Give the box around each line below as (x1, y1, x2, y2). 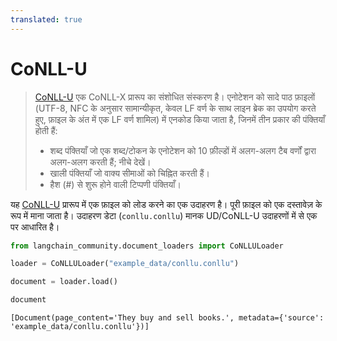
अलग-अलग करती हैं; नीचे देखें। (49, 156, 152, 168)
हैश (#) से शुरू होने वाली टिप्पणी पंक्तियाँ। (49, 178, 182, 190)
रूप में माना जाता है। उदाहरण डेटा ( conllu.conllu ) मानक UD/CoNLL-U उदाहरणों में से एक (10, 209, 318, 221)
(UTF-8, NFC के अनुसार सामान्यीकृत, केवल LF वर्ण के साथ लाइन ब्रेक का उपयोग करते (34, 102, 317, 114)
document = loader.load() (10, 277, 118, 287)
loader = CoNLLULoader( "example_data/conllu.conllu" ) (10, 259, 240, 269)
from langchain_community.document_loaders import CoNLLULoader (10, 241, 284, 251)
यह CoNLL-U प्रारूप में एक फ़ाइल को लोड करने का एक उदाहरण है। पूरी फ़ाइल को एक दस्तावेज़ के (10, 198, 323, 210)
